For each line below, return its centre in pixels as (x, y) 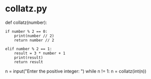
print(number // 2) (34, 36)
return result (29, 62)
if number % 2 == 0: (27, 31)
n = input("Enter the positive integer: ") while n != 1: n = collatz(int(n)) (76, 71)
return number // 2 (34, 40)
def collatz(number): (26, 22)
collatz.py (26, 9)
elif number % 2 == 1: (29, 49)
